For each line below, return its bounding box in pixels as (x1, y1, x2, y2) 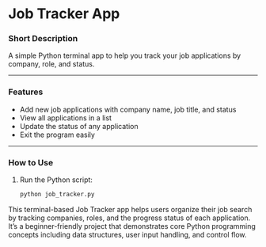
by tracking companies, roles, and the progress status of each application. (8, 213, 251, 222)
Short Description (8, 33, 78, 44)
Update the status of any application (19, 121, 139, 131)
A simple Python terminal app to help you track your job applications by (8, 51, 241, 60)
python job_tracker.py (19, 191, 95, 199)
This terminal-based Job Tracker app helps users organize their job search (8, 204, 253, 214)
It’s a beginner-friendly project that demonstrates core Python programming (8, 221, 256, 230)
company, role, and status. (8, 59, 95, 69)
